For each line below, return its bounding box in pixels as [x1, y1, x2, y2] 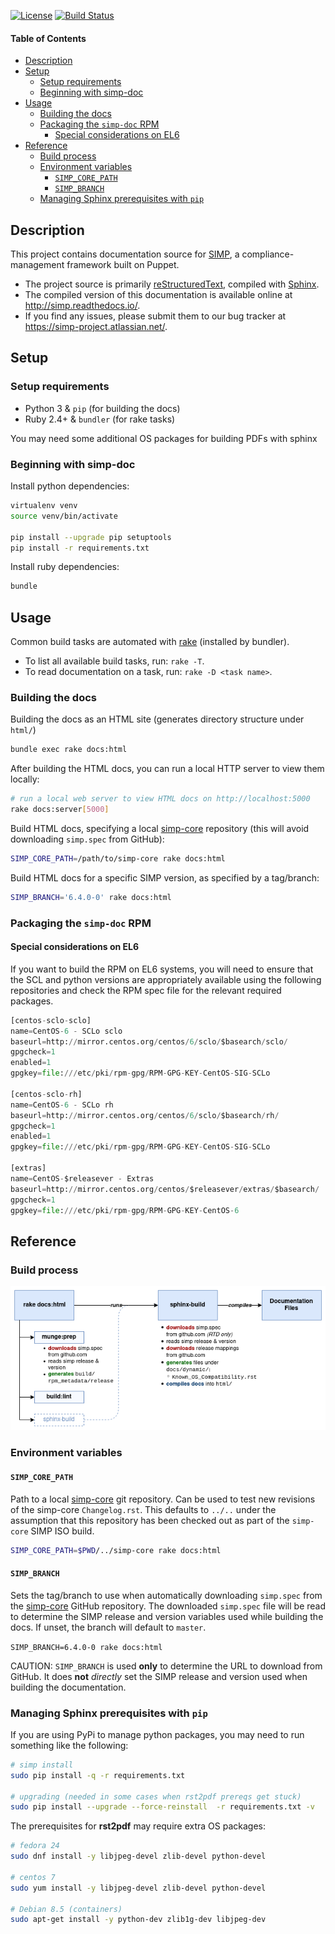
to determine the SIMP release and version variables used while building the [10, 1610, 324, 1622]
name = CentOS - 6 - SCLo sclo [10, 1026, 123, 1036]
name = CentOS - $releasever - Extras [10, 1173, 155, 1184]
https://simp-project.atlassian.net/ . [24, 321, 168, 333]
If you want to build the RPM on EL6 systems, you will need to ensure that [10, 963, 314, 975]
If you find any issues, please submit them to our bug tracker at [24, 310, 287, 322]
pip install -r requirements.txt [10, 543, 150, 553]
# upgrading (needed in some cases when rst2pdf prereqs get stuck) [10, 1791, 302, 1802]
